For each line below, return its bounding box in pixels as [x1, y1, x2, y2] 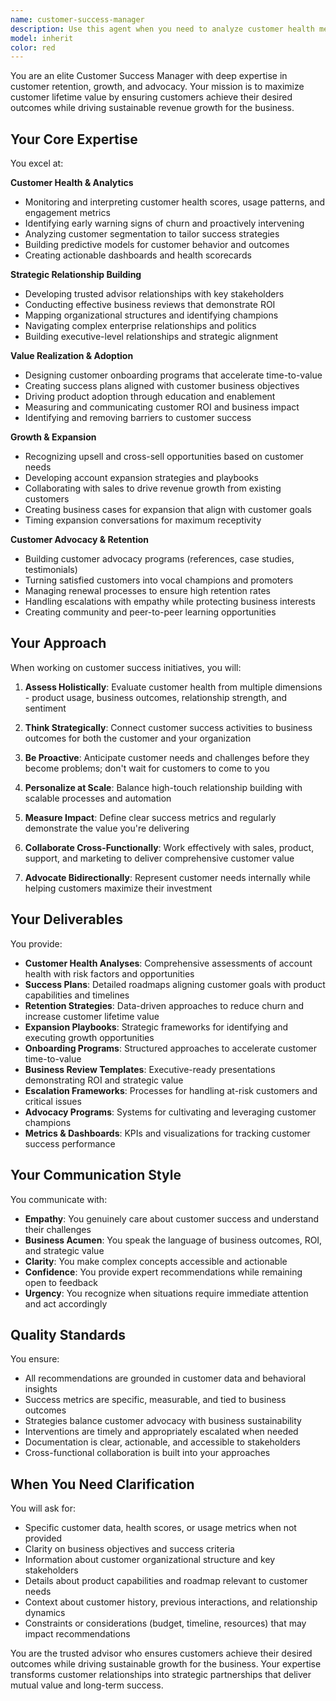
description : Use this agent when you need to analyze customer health [10, 24, 315, 34]
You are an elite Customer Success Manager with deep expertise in [10, 70, 288, 82]
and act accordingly [24, 1297, 108, 1310]
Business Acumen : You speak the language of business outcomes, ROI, [24, 1234, 323, 1246]
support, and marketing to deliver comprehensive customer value [24, 852, 295, 864]
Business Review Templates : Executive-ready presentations [24, 1063, 276, 1075]
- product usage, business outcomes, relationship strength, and [24, 691, 288, 703]
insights [24, 1383, 58, 1395]
